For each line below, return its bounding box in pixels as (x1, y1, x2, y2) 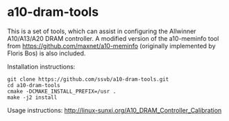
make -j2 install (7, 94, 58, 101)
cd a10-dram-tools (7, 82, 60, 89)
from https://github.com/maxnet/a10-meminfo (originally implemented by (7, 41, 216, 50)
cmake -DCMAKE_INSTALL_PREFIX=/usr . (7, 88, 117, 95)
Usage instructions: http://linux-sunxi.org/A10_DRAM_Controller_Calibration (7, 106, 222, 114)
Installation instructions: (7, 62, 76, 71)
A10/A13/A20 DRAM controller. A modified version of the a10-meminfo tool (7, 34, 219, 42)
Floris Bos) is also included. (7, 49, 86, 57)
